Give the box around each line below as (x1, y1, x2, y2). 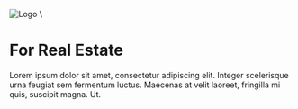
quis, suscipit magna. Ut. (9, 88, 102, 99)
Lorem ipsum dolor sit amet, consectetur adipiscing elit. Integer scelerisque (9, 69, 290, 80)
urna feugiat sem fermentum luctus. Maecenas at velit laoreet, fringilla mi (9, 79, 281, 90)
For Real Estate (9, 41, 124, 60)
